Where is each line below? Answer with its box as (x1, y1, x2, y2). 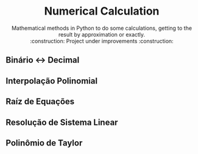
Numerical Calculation (44, 4, 160, 18)
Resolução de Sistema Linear (5, 117, 118, 127)
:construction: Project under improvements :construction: (29, 37, 174, 44)
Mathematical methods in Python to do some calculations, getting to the (11, 24, 193, 32)
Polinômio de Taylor (5, 138, 83, 148)
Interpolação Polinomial (5, 75, 98, 86)
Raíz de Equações (5, 96, 75, 107)
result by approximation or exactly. (58, 30, 146, 38)
